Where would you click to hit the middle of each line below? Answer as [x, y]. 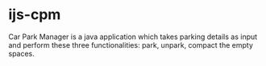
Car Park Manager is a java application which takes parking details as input [133, 37]
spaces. [21, 53]
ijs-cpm [35, 15]
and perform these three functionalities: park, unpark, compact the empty [131, 45]
